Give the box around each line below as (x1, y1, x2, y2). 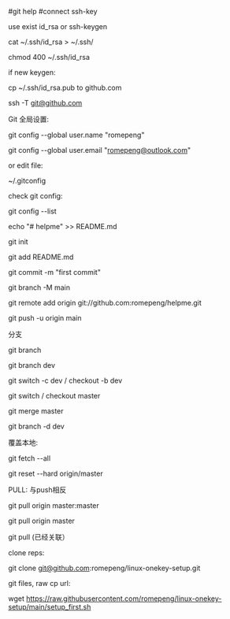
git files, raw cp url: (8, 579, 71, 587)
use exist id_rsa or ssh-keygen (8, 22, 108, 31)
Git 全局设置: (8, 114, 50, 124)
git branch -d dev (8, 421, 65, 431)
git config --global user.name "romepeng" (8, 130, 145, 139)
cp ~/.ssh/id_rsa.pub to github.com (8, 83, 122, 92)
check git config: (8, 191, 63, 200)
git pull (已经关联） (8, 532, 69, 542)
